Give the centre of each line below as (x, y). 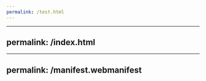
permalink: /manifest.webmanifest (74, 70)
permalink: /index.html (51, 42)
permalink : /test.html (35, 12)
